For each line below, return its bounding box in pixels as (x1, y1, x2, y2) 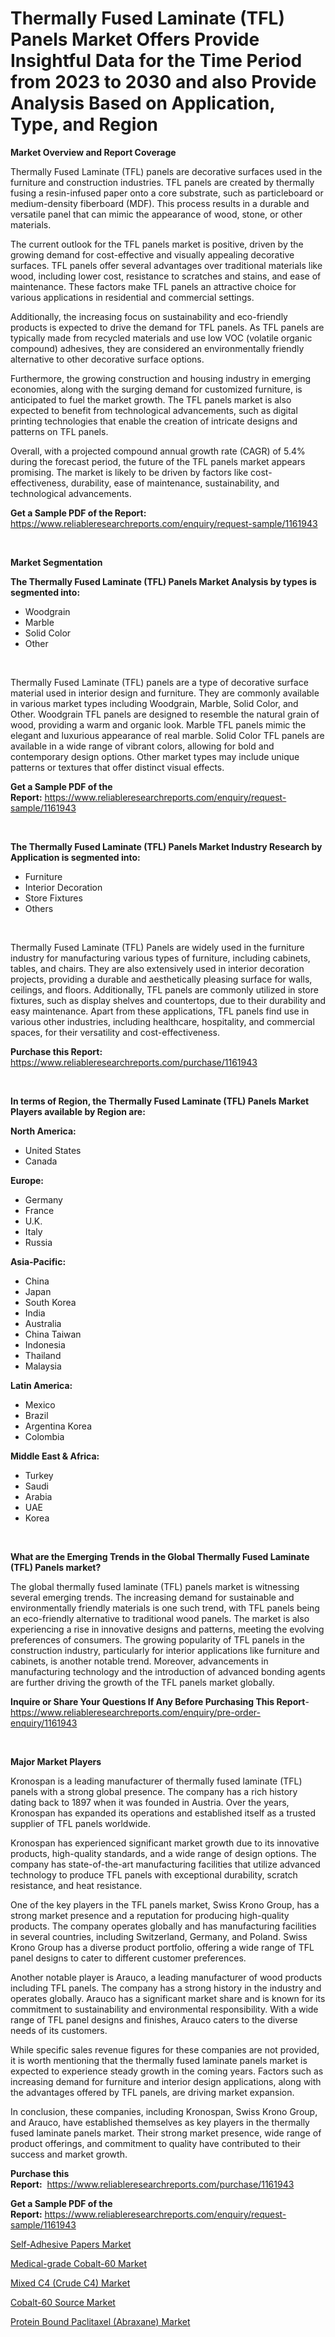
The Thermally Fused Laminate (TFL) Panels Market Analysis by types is (10, 575, 317, 587)
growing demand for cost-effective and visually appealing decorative (10, 248, 295, 261)
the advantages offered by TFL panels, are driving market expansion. (10, 2086, 295, 2098)
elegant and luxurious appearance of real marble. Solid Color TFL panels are (10, 729, 325, 741)
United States (24, 1144, 82, 1156)
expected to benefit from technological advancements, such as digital (10, 404, 298, 416)
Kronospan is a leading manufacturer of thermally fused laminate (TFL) (10, 1775, 303, 1787)
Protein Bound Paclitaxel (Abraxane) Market (10, 2315, 191, 2327)
